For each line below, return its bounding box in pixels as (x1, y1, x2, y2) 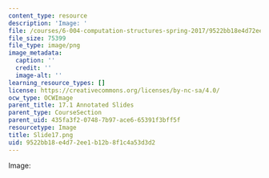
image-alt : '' (15, 71, 62, 79)
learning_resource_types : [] (8, 79, 106, 87)
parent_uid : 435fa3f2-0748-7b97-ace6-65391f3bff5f (8, 116, 181, 124)
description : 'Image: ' (8, 19, 88, 27)
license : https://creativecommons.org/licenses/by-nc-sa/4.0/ (8, 86, 220, 95)
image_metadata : (8, 49, 62, 57)
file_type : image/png (8, 42, 81, 50)
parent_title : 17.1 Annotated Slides (8, 101, 134, 109)
